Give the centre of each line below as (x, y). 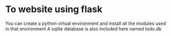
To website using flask (54, 9)
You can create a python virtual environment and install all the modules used (86, 23)
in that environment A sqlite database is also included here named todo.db (83, 28)
